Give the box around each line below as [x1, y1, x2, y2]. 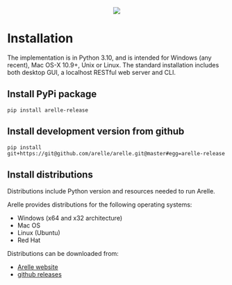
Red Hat [17, 236, 41, 245]
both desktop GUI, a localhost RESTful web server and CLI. [7, 68, 176, 76]
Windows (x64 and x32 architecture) [17, 214, 123, 223]
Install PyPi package [7, 88, 97, 100]
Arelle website [17, 263, 58, 271]
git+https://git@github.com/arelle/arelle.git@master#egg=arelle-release [7, 150, 226, 157]
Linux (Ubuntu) [17, 229, 60, 237]
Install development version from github [7, 126, 185, 137]
